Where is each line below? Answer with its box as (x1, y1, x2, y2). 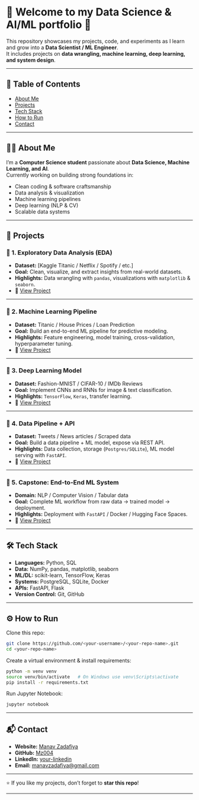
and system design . (6, 56, 56, 63)
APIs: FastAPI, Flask (14, 584, 65, 592)
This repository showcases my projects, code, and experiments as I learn (6, 37, 185, 44)
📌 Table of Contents (6, 79, 81, 90)
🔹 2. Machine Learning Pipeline (6, 308, 97, 316)
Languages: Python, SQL (14, 559, 77, 566)
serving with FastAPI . (14, 452, 67, 459)
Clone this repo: (6, 629, 46, 636)
